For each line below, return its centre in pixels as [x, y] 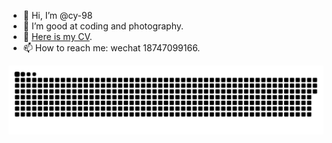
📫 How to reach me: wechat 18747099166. [111, 48]
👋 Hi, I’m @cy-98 [57, 15]
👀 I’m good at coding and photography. [103, 26]
